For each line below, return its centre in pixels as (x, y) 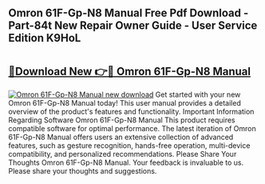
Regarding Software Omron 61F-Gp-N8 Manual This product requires (122, 120)
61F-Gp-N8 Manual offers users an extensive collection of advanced (121, 137)
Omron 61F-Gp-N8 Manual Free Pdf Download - (129, 13)
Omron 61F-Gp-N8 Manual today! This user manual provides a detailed (125, 103)
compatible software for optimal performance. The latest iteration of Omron (132, 128)
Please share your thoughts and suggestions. (83, 171)
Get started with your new (198, 94)
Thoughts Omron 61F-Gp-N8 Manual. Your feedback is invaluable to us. (126, 162)
